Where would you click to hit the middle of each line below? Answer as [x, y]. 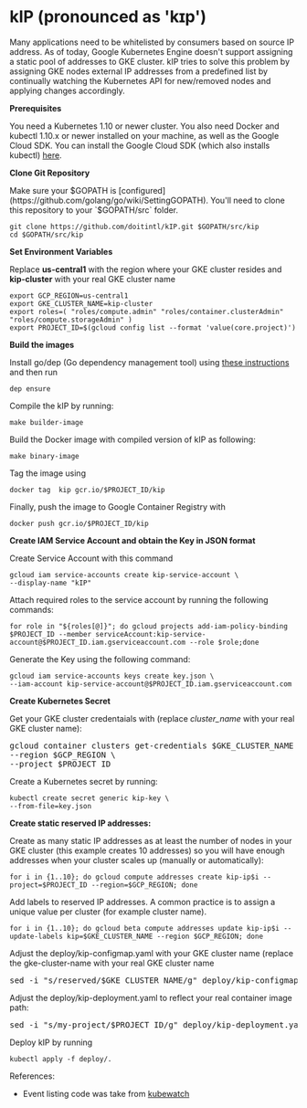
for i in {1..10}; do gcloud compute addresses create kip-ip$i [134, 877]
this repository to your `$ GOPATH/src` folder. [94, 210]
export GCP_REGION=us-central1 [69, 295]
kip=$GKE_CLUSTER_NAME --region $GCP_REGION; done [165, 936]
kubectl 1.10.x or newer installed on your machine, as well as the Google [144, 135]
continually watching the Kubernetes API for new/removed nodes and [140, 80]
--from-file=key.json [51, 806]
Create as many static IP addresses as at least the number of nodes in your [151, 840]
